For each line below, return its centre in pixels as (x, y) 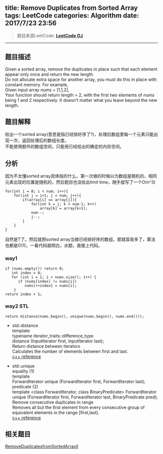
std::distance (25, 325)
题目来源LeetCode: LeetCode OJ (50, 36)
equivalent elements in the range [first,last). (56, 412)
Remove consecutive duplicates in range (53, 402)
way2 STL (17, 306)
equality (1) (23, 371)
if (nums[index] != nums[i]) (47, 281)
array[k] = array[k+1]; (64, 208)
